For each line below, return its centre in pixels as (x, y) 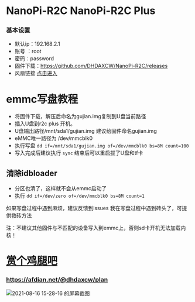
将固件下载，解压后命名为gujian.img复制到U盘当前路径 (80, 116)
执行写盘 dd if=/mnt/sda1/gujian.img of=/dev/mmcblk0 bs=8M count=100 (102, 146)
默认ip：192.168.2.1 (37, 44)
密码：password (34, 59)
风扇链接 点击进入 (36, 73)
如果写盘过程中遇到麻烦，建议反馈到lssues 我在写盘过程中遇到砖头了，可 (94, 208)
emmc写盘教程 (42, 99)
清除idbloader (32, 173)
